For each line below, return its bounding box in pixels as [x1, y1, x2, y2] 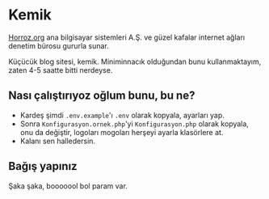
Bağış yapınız [8, 159, 78, 173]
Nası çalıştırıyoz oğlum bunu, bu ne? [8, 89, 195, 103]
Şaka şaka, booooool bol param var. [8, 180, 128, 191]
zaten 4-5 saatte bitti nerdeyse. [8, 65, 113, 74]
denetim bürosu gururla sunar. [8, 40, 109, 50]
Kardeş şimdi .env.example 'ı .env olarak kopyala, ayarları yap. [19, 110, 225, 120]
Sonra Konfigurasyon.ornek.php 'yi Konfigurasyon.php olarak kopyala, [19, 119, 249, 129]
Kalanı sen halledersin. [19, 136, 95, 146]
